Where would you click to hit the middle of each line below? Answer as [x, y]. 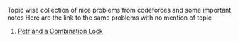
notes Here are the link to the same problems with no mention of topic [109, 17]
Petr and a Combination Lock [60, 31]
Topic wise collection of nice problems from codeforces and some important [119, 10]
